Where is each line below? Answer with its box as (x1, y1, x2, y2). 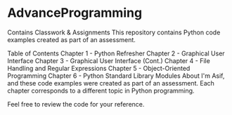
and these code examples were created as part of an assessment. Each (7, 79, 214, 87)
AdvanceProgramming (7, 5, 143, 21)
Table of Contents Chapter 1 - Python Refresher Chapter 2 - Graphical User (7, 49, 225, 57)
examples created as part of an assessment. (7, 35, 136, 43)
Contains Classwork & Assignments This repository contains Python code (7, 28, 221, 36)
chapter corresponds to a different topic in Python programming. (7, 86, 195, 95)
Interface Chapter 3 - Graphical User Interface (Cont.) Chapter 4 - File (7, 56, 211, 65)
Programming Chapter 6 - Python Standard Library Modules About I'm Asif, (7, 72, 225, 80)
